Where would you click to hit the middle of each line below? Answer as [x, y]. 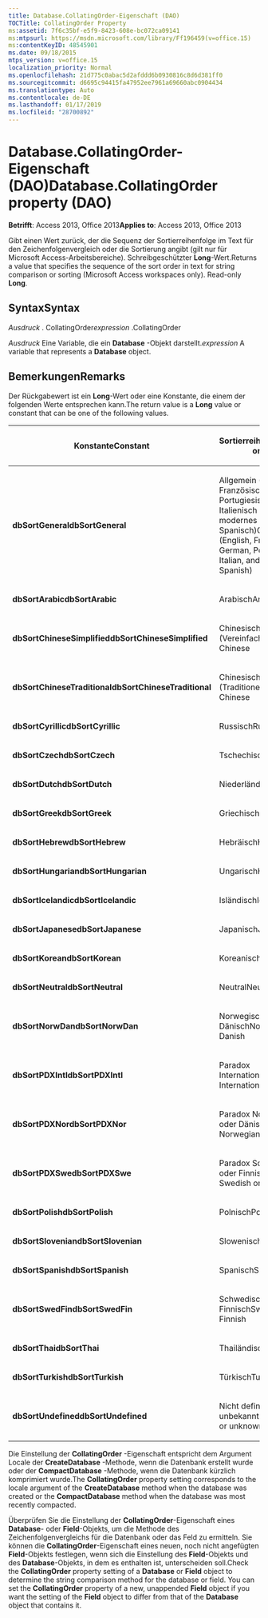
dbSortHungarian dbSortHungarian [80, 871]
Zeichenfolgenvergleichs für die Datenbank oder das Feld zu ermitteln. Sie [130, 1537]
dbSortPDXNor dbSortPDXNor [69, 1124]
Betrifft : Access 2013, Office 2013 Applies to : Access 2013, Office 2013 [125, 225]
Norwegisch [242, 1016]
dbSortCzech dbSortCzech [64, 755]
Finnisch [235, 1308]
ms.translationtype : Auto [51, 90]
